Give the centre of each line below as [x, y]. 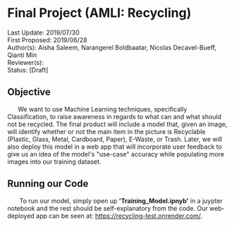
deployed [21, 216]
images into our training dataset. [54, 161]
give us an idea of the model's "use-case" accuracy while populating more [116, 154]
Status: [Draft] [28, 70]
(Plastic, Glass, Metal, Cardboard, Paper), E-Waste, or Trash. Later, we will [115, 139]
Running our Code [48, 184]
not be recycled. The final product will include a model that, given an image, [117, 124]
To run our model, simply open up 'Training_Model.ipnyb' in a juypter [121, 201]
